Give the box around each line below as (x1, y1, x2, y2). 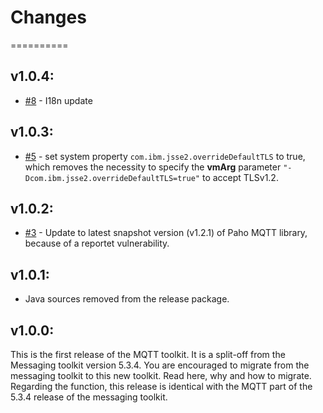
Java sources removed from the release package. (24, 293, 230, 305)
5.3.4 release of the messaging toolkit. (10, 391, 168, 403)
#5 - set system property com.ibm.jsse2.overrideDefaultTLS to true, (24, 150, 306, 162)
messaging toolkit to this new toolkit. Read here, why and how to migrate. (10, 370, 312, 381)
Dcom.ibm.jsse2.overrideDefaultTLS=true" (24, 173, 200, 183)
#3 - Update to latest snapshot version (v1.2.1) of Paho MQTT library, (24, 227, 308, 239)
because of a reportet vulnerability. (24, 237, 170, 250)
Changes (10, 6, 87, 29)
